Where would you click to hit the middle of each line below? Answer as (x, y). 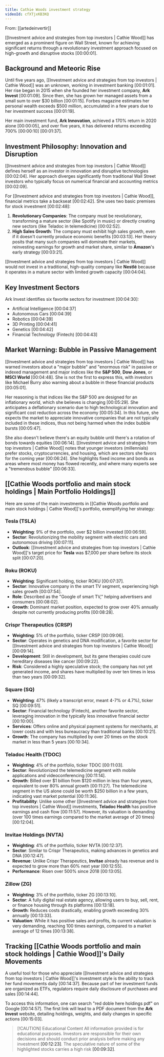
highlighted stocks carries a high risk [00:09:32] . (66, 1049)
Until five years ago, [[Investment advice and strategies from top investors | (81, 80)
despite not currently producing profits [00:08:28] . (63, 612)
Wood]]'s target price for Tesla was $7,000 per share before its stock (82, 553)
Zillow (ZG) (18, 884)
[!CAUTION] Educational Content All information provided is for (80, 1029)
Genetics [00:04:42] (33, 329)
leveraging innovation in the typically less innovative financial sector (81, 716)
